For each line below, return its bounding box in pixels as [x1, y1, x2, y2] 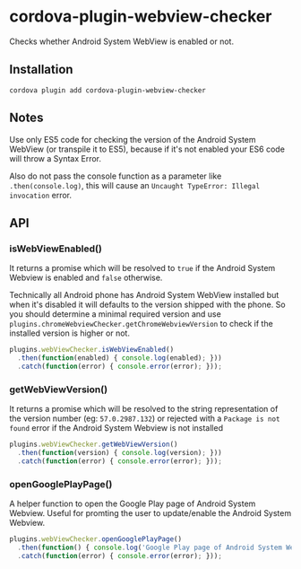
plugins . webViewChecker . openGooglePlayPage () [9, 535, 182, 544]
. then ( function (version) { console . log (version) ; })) [17, 449, 222, 458]
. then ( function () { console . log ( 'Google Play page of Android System [17, 543, 282, 552]
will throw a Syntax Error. [9, 153, 101, 163]
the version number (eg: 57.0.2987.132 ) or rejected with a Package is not [9, 413, 280, 424]
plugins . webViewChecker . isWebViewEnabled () [9, 346, 175, 355]
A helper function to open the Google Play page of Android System [9, 498, 256, 509]
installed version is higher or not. [9, 328, 130, 338]
